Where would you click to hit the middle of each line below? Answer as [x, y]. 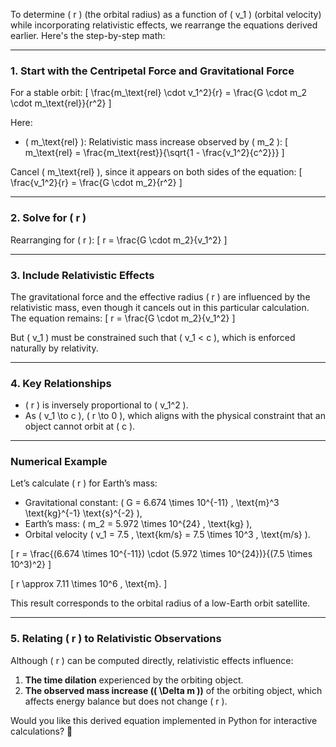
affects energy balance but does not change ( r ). [126, 701]
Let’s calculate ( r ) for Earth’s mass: [84, 483]
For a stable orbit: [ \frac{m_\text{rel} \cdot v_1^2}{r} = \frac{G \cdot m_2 [159, 93]
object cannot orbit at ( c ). [80, 426]
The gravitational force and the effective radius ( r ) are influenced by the [160, 296]
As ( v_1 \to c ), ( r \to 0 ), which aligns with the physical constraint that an [175, 416]
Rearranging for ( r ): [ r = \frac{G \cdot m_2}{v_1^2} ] [119, 240]
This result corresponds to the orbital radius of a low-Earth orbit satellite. [160, 603]
